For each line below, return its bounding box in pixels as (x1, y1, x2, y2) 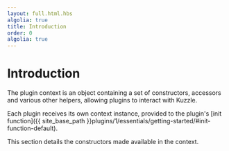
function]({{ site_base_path (7, 117, 85, 125)
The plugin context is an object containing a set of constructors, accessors (7, 89, 221, 97)
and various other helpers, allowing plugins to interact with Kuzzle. (7, 96, 198, 105)
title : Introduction (7, 23, 67, 30)
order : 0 (7, 29, 33, 37)
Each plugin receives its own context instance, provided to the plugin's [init (7, 109, 222, 118)
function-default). (7, 124, 58, 132)
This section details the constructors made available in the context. (7, 138, 199, 146)
